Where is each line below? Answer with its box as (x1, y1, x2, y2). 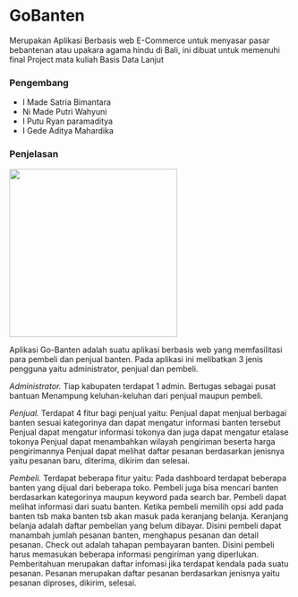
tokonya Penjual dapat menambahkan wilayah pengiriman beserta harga (9, 436, 276, 446)
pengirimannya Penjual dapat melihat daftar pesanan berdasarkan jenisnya (9, 446, 285, 456)
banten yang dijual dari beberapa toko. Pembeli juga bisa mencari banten (9, 481, 279, 493)
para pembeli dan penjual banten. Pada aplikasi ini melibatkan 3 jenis (9, 353, 264, 364)
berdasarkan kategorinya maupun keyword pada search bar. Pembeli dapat (9, 491, 287, 502)
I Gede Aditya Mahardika (21, 125, 115, 136)
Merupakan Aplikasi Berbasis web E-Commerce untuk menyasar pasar (9, 35, 270, 46)
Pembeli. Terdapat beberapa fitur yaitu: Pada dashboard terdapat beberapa (9, 472, 287, 483)
